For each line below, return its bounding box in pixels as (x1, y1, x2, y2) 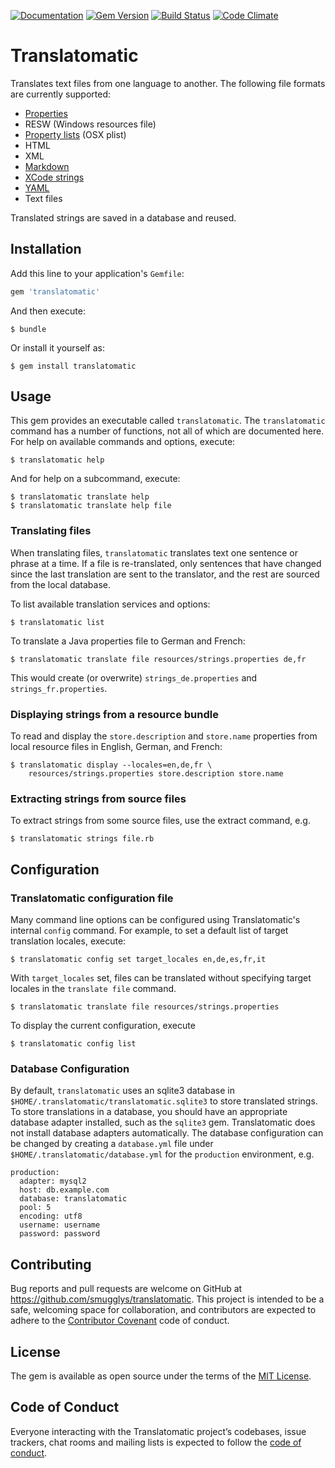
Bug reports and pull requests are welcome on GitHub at (10, 1283, 243, 1295)
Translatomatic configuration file (10, 891, 174, 905)
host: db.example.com (19, 1185, 110, 1195)
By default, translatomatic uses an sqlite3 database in (10, 1085, 235, 1097)
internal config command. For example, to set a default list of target (10, 925, 289, 937)
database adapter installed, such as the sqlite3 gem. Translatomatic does (10, 1116, 316, 1129)
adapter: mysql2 (19, 1176, 87, 1187)
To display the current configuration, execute (10, 1020, 196, 1032)
